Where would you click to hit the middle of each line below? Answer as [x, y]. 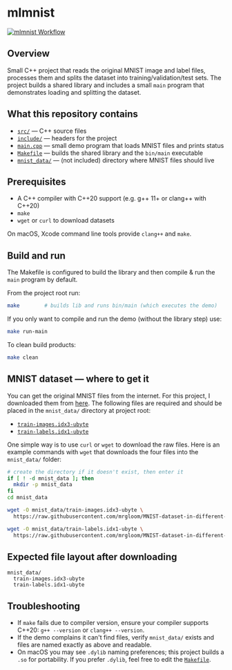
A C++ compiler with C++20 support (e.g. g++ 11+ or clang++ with [112, 198]
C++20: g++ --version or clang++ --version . [81, 630]
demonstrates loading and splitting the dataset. [74, 92]
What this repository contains [72, 114]
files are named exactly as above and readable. [84, 645]
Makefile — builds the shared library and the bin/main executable [110, 153]
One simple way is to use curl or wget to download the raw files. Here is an [114, 445]
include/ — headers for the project [67, 138]
